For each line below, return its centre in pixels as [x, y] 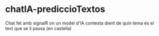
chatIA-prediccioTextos [55, 9]
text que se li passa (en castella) [38, 28]
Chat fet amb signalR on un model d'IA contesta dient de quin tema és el [79, 23]
